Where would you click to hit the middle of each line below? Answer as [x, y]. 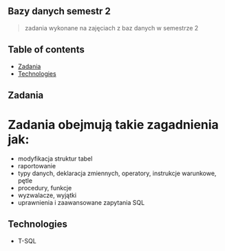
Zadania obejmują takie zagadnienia [113, 125]
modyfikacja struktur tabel [55, 159]
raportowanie [37, 165]
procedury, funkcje [45, 188]
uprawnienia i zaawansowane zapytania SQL [81, 202]
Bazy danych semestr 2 [59, 11]
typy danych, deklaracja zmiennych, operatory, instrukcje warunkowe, [117, 173]
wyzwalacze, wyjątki [47, 195]
